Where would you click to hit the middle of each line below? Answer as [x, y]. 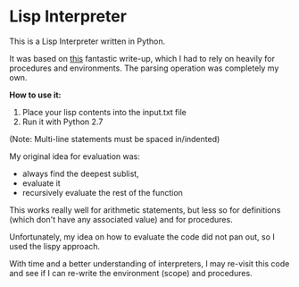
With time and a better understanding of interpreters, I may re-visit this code [149, 263]
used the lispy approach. [55, 246]
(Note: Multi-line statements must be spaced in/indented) [115, 139]
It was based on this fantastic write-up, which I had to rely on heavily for [142, 58]
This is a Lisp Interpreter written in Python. [87, 41]
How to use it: [35, 95]
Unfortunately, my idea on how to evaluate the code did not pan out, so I [142, 236]
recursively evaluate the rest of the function [102, 192]
